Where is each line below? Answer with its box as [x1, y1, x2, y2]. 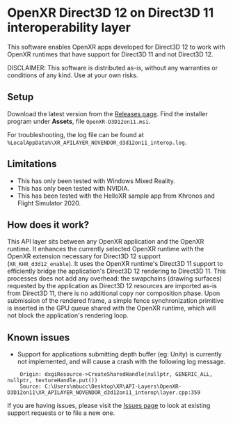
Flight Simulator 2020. [17, 198, 81, 207]
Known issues [7, 331, 70, 343]
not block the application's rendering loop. [7, 311, 129, 320]
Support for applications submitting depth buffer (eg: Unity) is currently [17, 350, 223, 359]
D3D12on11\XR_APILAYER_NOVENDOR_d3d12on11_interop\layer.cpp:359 [7, 389, 200, 396]
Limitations [7, 158, 57, 170]
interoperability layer [7, 19, 131, 36]
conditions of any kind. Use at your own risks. [7, 71, 138, 79]
